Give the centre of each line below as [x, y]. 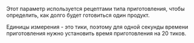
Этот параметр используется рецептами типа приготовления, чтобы [95, 9]
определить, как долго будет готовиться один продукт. [78, 15]
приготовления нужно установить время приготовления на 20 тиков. [96, 33]
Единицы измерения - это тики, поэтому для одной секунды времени [97, 27]
